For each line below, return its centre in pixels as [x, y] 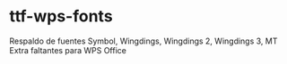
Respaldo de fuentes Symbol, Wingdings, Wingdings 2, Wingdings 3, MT [143, 41]
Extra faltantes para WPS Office [68, 50]
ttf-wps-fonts [61, 16]
